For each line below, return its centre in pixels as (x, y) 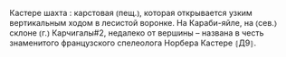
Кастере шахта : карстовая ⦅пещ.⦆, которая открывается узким (131, 13)
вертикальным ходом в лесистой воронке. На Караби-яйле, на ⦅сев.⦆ (143, 23)
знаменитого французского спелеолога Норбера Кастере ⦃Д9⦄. (133, 43)
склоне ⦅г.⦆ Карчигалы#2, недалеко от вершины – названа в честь (137, 33)
